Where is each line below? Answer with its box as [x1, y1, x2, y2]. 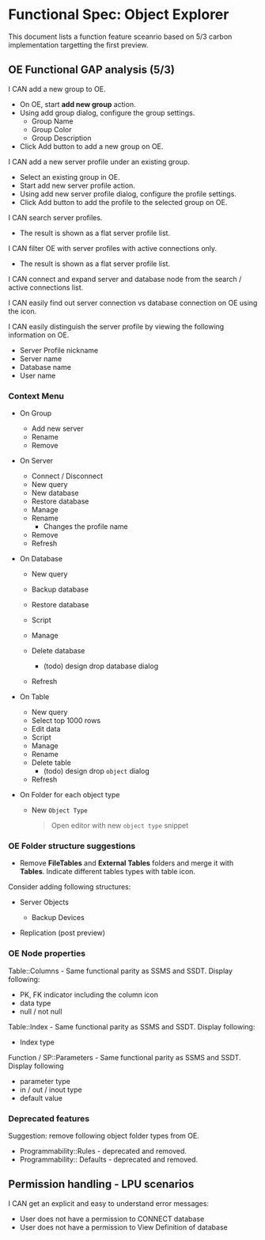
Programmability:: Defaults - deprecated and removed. [19, 1154, 199, 1164]
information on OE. [8, 330, 70, 340]
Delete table [31, 758, 71, 767]
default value [19, 1093, 63, 1102]
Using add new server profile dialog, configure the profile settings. [19, 188, 237, 199]
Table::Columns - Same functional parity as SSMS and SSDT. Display [8, 966, 233, 976]
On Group [19, 409, 52, 418]
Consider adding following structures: [8, 882, 131, 892]
